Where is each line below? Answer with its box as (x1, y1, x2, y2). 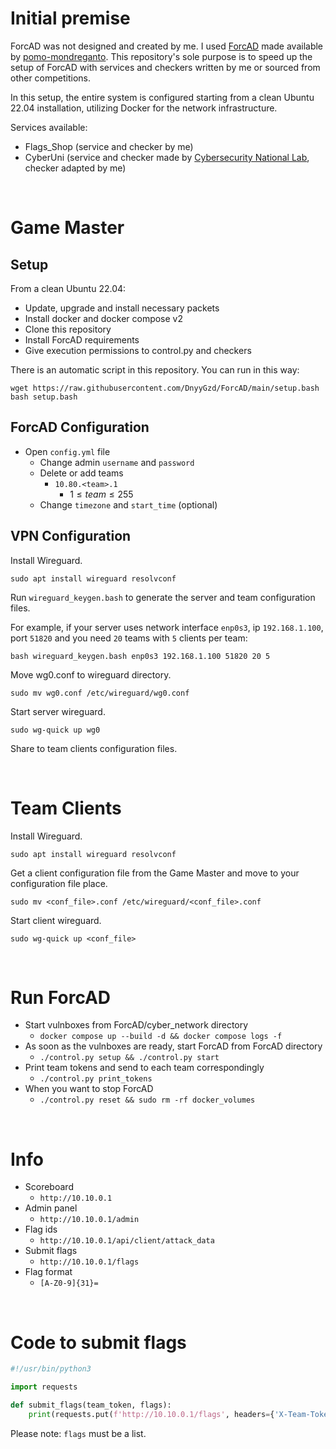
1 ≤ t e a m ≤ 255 (69, 488, 134, 500)
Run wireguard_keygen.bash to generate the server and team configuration (10, 591, 316, 603)
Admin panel (24, 1202, 78, 1214)
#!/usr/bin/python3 (10, 1364, 92, 1374)
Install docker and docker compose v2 (24, 312, 184, 324)
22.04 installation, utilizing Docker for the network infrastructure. (10, 102, 278, 114)
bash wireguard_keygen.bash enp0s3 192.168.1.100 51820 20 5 (10, 651, 271, 661)
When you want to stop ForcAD (24, 1083, 154, 1095)
